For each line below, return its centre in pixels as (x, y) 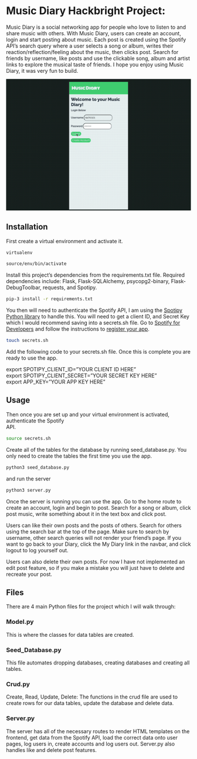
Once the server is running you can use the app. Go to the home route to (94, 501)
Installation (27, 227)
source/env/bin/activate (36, 264)
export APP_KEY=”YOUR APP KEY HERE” (56, 382)
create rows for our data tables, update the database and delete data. (90, 703)
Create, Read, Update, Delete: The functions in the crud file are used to (92, 697)
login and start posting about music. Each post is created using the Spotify (96, 39)
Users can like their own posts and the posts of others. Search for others (94, 525)
